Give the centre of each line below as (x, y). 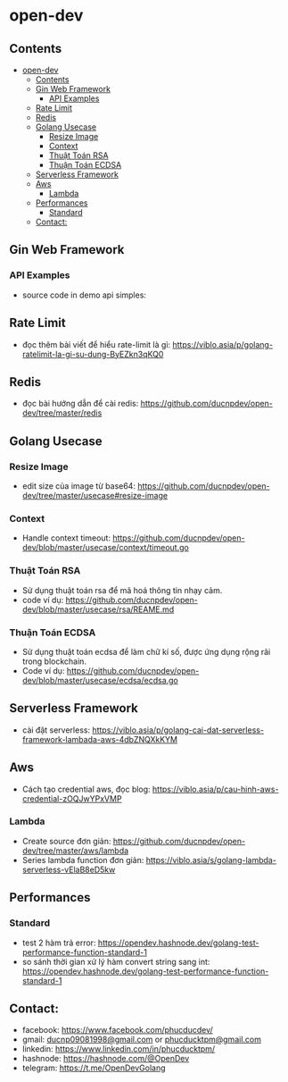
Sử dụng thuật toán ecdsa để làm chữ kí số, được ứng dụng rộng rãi (146, 651)
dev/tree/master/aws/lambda (75, 851)
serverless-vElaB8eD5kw (69, 869)
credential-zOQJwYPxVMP (72, 798)
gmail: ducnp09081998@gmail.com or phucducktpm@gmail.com (141, 1040)
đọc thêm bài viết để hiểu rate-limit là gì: (96, 344)
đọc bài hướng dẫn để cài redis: (80, 404)
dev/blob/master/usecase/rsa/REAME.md (98, 609)
